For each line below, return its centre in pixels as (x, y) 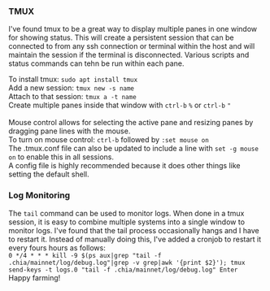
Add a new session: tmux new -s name (72, 88)
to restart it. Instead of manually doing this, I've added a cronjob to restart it (135, 239)
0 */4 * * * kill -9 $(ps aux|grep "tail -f (85, 255)
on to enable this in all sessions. (61, 157)
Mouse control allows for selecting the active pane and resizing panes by (131, 123)
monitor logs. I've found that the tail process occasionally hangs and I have (134, 230)
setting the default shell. (49, 174)
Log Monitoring (39, 195)
